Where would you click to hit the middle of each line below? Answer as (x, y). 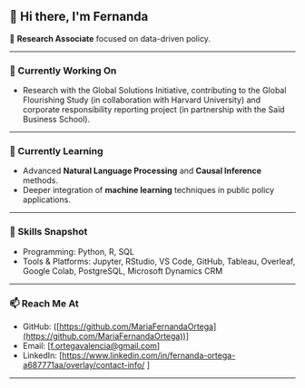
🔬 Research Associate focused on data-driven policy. (110, 38)
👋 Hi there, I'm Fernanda (79, 17)
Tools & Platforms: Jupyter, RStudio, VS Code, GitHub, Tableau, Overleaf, (159, 261)
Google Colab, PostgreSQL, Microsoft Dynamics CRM (123, 271)
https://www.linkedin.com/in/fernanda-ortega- (149, 355)
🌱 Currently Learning (56, 151)
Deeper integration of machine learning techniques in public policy (148, 190)
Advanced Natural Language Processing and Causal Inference (142, 171)
